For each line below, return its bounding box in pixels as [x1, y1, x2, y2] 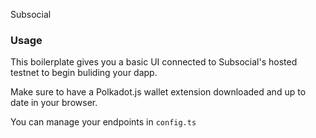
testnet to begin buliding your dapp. [10, 67, 158, 79]
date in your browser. [10, 97, 98, 109]
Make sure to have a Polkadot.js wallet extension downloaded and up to [10, 86, 307, 98]
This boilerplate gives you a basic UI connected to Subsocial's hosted [10, 56, 298, 68]
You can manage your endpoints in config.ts [10, 116, 197, 128]
